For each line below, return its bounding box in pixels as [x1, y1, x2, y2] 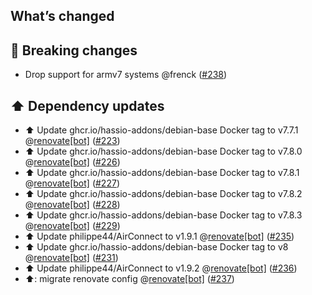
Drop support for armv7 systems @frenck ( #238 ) [24, 69, 228, 81]
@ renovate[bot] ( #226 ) [24, 156, 121, 168]
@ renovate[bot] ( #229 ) [24, 220, 121, 232]
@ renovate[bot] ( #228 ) [24, 199, 121, 211]
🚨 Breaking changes [10, 42, 138, 59]
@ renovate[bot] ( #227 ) [24, 177, 120, 189]
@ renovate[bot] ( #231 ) [24, 252, 119, 264]
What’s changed [10, 8, 115, 25]
